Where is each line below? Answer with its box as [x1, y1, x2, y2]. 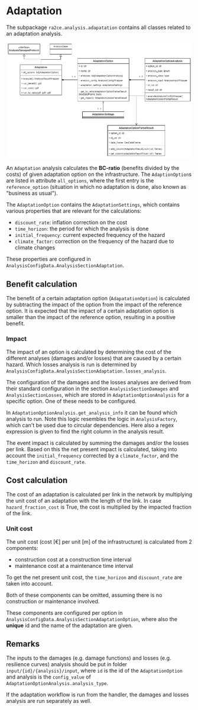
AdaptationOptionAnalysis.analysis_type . [6, 680, 109, 687]
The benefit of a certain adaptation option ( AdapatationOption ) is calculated [6, 295, 190, 302]
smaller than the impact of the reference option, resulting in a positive [6, 314, 176, 321]
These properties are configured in [6, 256, 92, 263]
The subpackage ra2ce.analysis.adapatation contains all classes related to [6, 24, 191, 31]
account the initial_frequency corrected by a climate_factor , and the [6, 452, 178, 459]
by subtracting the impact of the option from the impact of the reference [6, 301, 182, 309]
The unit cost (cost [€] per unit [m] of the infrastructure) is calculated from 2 [6, 538, 192, 545]
